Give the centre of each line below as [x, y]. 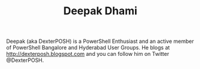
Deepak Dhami [100, 11]
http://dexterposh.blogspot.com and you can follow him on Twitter [88, 54]
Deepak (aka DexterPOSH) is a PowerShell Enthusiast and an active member [100, 41]
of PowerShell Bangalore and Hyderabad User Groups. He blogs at [88, 48]
